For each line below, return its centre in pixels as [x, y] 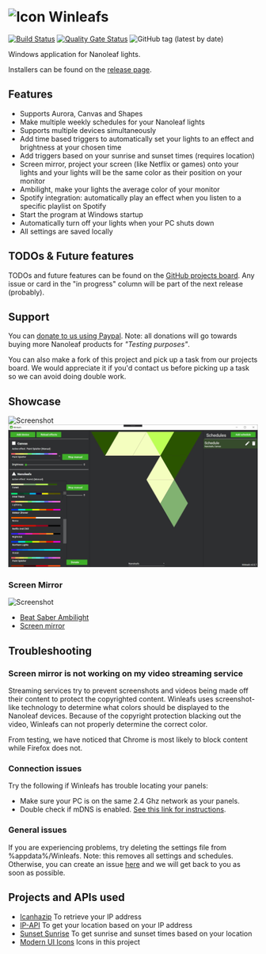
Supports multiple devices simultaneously [88, 130]
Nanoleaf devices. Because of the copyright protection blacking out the [125, 716]
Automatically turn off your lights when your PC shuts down [117, 222]
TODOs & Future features [71, 256]
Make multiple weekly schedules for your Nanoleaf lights [112, 122]
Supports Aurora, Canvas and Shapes [81, 113]
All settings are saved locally [66, 231]
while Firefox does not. [46, 748]
